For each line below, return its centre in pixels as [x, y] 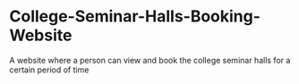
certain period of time [49, 70]
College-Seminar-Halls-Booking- [135, 17]
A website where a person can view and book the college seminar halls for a [150, 60]
